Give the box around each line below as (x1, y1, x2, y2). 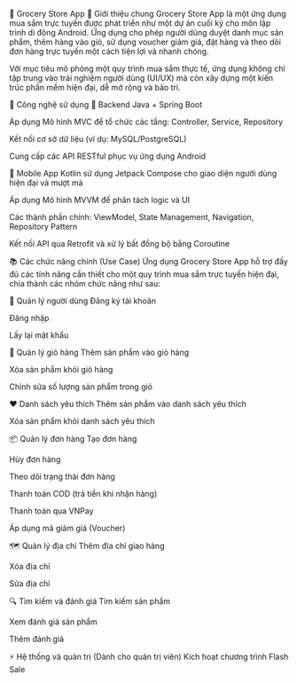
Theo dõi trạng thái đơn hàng (9, 471, 115, 482)
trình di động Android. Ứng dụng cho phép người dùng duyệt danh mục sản (9, 27, 284, 37)
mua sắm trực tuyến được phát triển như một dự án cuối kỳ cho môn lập (9, 18, 271, 28)
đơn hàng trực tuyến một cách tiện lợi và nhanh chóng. (9, 46, 210, 57)
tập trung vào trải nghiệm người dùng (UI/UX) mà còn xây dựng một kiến (9, 73, 274, 83)
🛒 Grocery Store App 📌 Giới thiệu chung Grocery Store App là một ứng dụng (9, 9, 286, 19)
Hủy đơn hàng (9, 454, 61, 465)
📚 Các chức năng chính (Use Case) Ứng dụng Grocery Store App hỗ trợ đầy (9, 256, 288, 266)
